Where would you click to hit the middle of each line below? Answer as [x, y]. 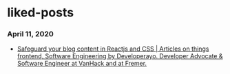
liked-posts [41, 13]
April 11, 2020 [30, 34]
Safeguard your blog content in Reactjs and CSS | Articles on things [113, 49]
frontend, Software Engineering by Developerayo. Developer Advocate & [120, 56]
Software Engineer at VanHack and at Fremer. [82, 64]
